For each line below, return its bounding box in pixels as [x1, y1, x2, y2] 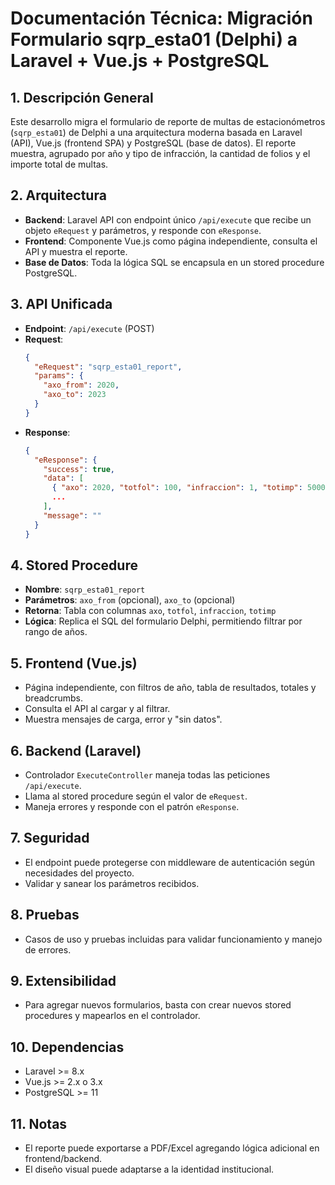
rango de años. [24, 626, 88, 638]
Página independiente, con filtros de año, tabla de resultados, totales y [24, 682, 317, 694]
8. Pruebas [10, 907, 80, 924]
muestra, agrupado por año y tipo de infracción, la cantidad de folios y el [10, 148, 311, 159]
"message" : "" [43, 510, 102, 521]
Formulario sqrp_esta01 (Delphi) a [10, 28, 298, 51]
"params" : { [34, 371, 84, 381]
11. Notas [10, 1115, 68, 1132]
